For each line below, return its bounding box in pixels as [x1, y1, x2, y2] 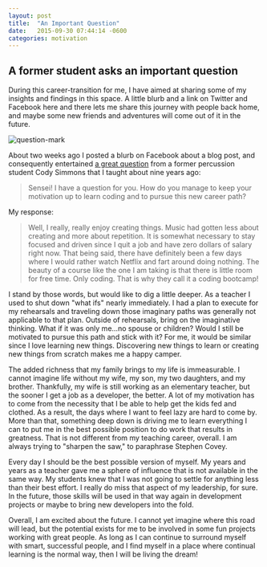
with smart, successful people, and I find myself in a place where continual [8, 541, 256, 551]
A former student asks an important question [8, 63, 239, 77]
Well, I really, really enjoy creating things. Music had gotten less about [27, 222, 259, 233]
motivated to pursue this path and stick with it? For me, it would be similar [8, 332, 252, 342]
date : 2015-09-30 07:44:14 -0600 [8, 27, 127, 35]
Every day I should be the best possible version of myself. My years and [8, 457, 246, 467]
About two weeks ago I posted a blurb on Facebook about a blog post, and [8, 150, 255, 161]
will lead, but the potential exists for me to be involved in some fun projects [8, 524, 257, 534]
